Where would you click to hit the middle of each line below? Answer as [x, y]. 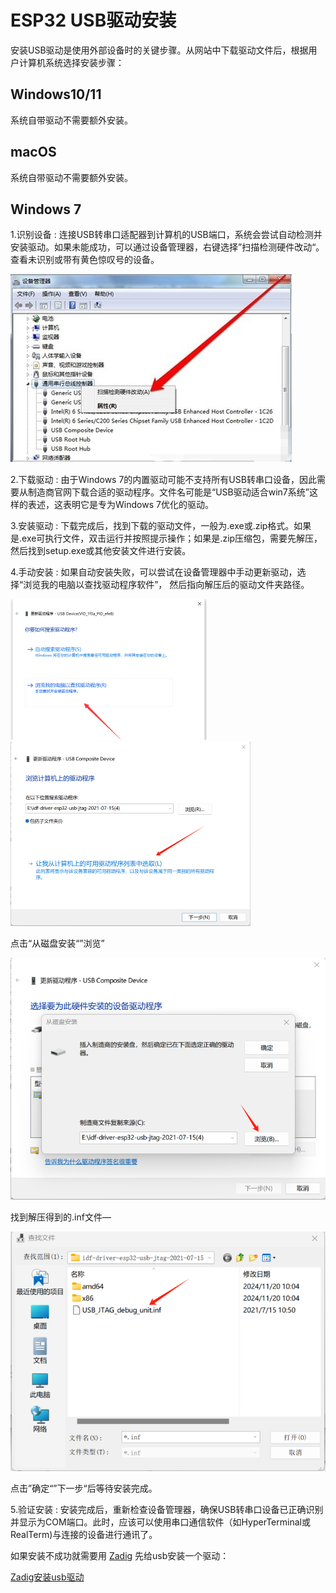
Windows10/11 [56, 94]
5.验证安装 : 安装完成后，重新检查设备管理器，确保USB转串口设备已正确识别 [167, 1510]
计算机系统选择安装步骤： [71, 62]
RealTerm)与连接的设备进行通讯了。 [84, 1535]
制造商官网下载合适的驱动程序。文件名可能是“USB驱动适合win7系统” [168, 492]
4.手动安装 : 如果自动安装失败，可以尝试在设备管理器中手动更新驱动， [154, 572]
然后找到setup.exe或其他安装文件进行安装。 [101, 551]
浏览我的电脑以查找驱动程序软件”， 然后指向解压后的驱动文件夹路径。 [166, 585]
